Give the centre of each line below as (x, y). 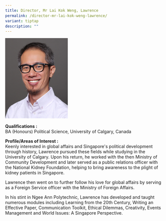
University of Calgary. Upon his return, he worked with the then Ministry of (81, 157)
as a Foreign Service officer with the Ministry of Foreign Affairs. (70, 188)
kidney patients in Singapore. (35, 173)
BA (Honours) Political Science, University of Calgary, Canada (68, 132)
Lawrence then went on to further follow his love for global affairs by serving (83, 182)
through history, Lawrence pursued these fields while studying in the (75, 152)
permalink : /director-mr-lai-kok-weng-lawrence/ (56, 16)
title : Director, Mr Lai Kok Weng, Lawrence (52, 10)
